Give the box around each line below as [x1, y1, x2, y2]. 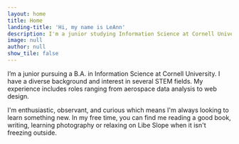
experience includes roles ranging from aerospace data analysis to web [7, 84, 217, 93]
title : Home [7, 17, 43, 24]
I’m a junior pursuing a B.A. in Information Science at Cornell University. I [7, 69, 221, 78]
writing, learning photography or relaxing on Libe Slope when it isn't [7, 121, 206, 129]
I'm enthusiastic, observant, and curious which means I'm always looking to [7, 106, 229, 114]
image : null [7, 37, 43, 44]
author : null [7, 43, 46, 50]
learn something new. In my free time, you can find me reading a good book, [7, 113, 231, 121]
